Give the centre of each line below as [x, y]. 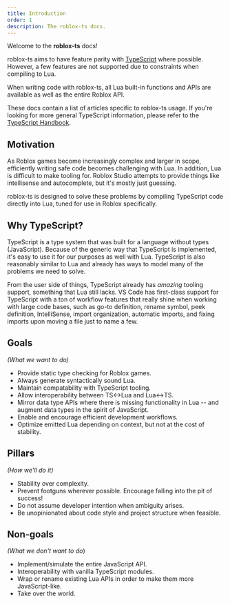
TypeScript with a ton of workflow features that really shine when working [112, 299]
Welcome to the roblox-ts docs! [52, 46]
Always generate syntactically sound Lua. [76, 380]
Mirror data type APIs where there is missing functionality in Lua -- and [118, 402]
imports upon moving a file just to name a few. [73, 321]
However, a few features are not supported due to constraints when [103, 67]
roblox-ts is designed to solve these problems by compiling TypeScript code [115, 197]
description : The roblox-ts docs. [57, 26]
